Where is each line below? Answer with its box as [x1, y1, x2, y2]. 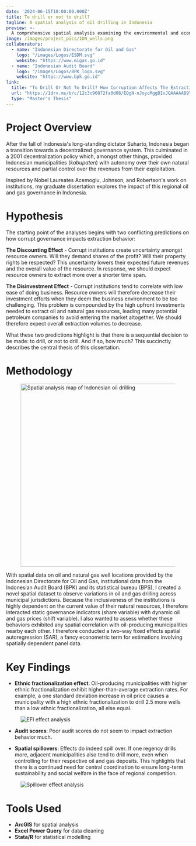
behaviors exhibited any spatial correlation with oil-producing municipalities [6, 621, 188, 628]
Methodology [6, 364, 73, 378]
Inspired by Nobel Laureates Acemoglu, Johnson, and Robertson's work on [6, 176, 187, 183]
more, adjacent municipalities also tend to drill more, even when [14, 751, 168, 758]
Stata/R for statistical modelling [14, 834, 91, 841]
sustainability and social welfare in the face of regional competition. [14, 770, 177, 777]
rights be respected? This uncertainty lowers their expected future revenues [6, 259, 190, 266]
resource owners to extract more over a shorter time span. [6, 271, 147, 278]
